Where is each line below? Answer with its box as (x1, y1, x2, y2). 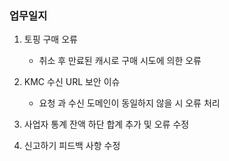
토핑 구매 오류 (23, 33, 78, 46)
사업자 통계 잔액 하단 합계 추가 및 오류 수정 (23, 118, 190, 131)
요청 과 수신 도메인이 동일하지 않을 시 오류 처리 (38, 97, 221, 109)
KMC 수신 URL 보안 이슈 (23, 76, 121, 88)
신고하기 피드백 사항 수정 (23, 140, 121, 152)
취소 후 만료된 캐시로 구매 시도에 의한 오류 (38, 55, 202, 67)
